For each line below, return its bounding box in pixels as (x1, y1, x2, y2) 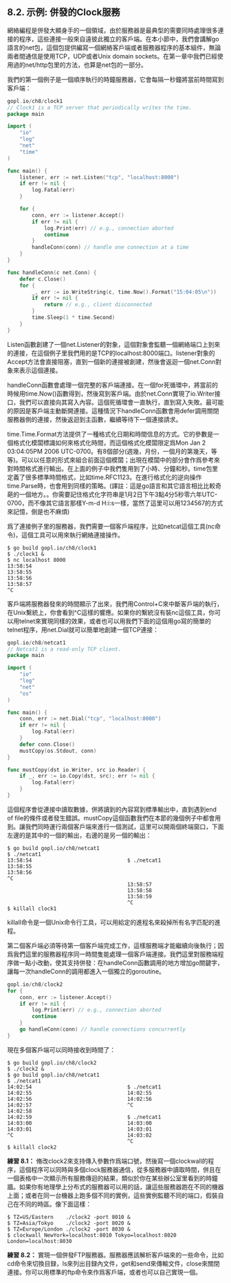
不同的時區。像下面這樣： (19, 1200, 91, 1208)
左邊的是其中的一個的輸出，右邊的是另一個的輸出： (7, 831, 152, 839)
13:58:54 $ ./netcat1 (7, 857, 162, 864)
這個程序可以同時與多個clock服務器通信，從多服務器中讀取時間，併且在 (19, 1165, 221, 1173)
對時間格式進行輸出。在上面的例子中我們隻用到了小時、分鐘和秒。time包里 (7, 464, 219, 472)
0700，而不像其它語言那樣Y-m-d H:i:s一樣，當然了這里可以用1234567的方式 (7, 498, 223, 507)
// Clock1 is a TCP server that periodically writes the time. (7, 104, 192, 111)
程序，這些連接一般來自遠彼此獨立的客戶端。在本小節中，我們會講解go (19, 34, 219, 43)
